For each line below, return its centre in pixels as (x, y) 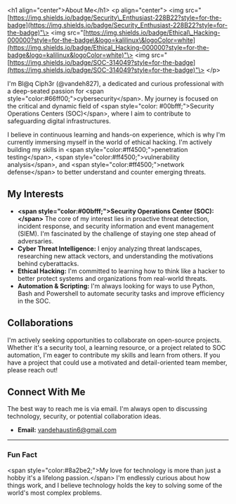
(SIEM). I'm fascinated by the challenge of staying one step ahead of (117, 233)
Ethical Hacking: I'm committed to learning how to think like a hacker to (121, 271)
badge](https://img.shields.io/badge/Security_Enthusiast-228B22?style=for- (118, 25)
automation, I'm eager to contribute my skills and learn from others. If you (114, 355)
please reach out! (33, 370)
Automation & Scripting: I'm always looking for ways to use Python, (116, 286)
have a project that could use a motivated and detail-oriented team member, (117, 363)
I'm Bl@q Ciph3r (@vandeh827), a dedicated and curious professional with (116, 83)
